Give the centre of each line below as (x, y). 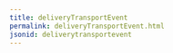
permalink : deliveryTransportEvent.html (87, 26)
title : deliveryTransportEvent (69, 18)
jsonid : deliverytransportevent (71, 34)
